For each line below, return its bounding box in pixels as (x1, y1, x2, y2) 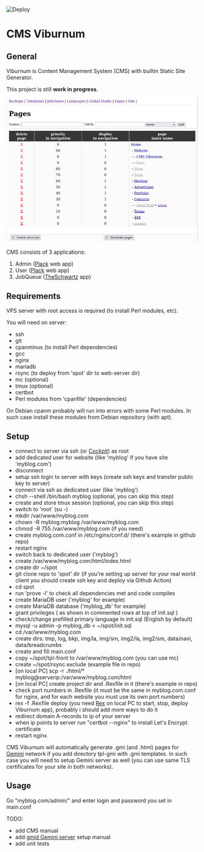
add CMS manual (15, 826, 59, 834)
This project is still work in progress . (6, 86, 98, 93)
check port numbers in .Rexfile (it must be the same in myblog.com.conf (15, 686, 196, 694)
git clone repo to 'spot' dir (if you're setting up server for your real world (15, 570, 196, 578)
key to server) (15, 480, 50, 487)
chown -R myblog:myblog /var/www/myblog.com (15, 519, 139, 526)
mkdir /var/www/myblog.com (15, 512, 89, 520)
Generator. (6, 74, 33, 81)
